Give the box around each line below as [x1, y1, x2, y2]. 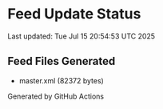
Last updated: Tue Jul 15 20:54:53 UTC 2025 [7, 31, 156, 41]
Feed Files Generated [7, 54, 116, 68]
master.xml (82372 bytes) [18, 75, 105, 85]
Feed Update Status [7, 5, 141, 23]
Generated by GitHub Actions [7, 91, 105, 101]
